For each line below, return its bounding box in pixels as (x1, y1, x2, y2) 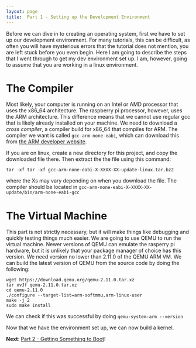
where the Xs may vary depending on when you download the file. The (6, 177, 177, 184)
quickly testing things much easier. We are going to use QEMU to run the (6, 235, 181, 242)
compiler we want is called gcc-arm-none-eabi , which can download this (6, 132, 180, 139)
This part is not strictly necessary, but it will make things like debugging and (6, 229, 189, 236)
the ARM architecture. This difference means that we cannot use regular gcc (6, 113, 191, 120)
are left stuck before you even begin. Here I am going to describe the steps (6, 49, 187, 56)
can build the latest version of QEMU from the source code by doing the (6, 260, 180, 267)
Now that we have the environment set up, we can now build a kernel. (6, 324, 174, 331)
